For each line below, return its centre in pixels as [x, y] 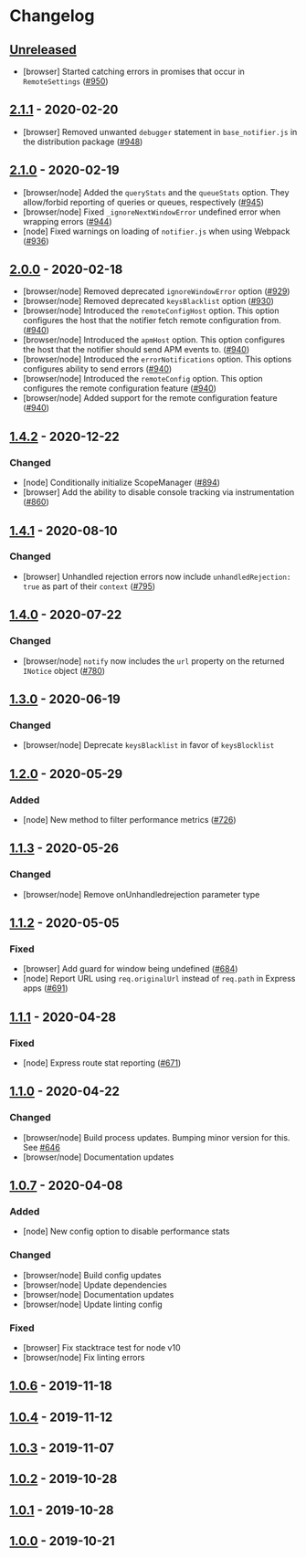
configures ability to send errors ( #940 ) [97, 369]
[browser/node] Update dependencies [95, 1285]
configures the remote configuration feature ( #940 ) [120, 388]
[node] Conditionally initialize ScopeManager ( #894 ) [121, 483]
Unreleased [43, 50]
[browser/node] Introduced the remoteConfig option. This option [142, 379]
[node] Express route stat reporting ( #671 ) [102, 1063]
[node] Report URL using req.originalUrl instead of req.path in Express [159, 979]
